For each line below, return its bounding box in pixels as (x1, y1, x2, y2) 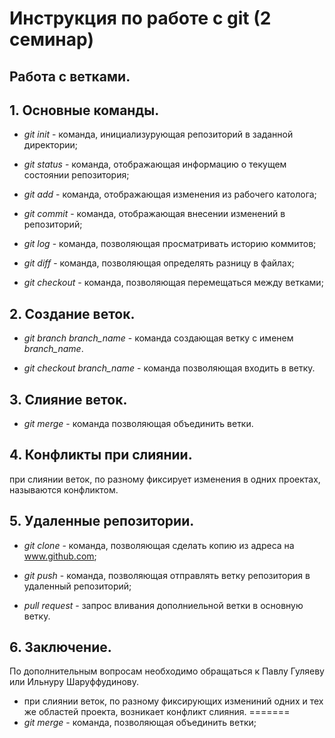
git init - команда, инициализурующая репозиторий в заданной (23, 128, 294, 141)
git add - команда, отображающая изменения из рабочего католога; (23, 188, 317, 201)
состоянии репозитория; (23, 169, 130, 181)
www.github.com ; (23, 550, 97, 562)
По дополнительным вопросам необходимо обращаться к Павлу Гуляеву (9, 665, 325, 677)
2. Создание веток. (9, 305, 136, 322)
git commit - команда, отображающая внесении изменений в (23, 208, 286, 220)
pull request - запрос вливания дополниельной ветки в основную (23, 599, 304, 611)
